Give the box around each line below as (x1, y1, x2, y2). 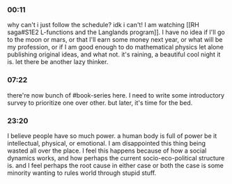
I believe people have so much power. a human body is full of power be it (7, 131, 217, 140)
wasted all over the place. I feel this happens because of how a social (7, 146, 207, 155)
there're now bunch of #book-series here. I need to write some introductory (7, 91, 225, 99)
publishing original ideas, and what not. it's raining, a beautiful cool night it (7, 50, 221, 59)
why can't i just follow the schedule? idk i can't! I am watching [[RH (7, 21, 200, 29)
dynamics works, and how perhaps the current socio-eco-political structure (7, 153, 225, 162)
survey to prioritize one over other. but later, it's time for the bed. (7, 98, 193, 107)
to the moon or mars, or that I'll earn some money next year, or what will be (7, 36, 223, 44)
